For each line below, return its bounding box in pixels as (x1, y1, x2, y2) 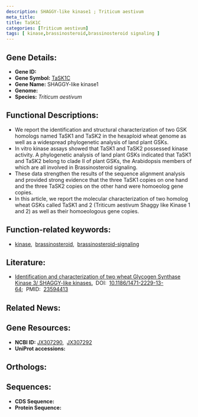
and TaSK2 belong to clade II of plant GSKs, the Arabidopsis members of (14, 157, 192, 164)
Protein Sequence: (14, 404, 62, 411)
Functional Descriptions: (6, 110, 99, 120)
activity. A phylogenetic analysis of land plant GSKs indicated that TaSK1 (14, 151, 191, 158)
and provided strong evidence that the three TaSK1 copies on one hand (14, 176, 188, 183)
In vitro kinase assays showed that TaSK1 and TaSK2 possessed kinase (14, 145, 188, 152)
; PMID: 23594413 (21, 286, 69, 293)
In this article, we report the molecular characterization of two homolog (14, 195, 188, 202)
